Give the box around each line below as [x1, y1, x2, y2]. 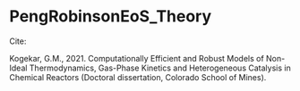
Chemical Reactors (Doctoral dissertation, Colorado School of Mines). [9, 71, 267, 82]
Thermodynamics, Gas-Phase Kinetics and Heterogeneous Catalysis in [29, 62, 291, 73]
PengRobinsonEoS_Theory [9, 6, 212, 27]
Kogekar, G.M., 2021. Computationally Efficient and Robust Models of [9, 53, 264, 63]
